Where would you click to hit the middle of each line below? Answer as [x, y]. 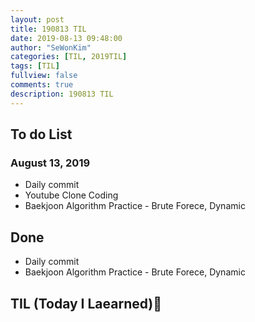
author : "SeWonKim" [51, 47]
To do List [41, 134]
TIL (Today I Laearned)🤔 [86, 303]
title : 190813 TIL [48, 29]
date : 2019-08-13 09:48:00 [66, 38]
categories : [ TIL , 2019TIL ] [69, 57]
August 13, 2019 [50, 163]
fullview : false [44, 76]
